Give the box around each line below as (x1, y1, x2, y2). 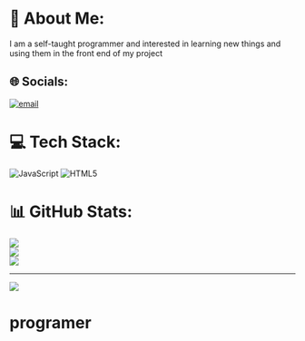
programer (9, 312, 93, 333)
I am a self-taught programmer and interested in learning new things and (9, 38, 281, 49)
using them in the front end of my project (9, 47, 163, 58)
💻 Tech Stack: (9, 132, 122, 152)
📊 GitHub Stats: (9, 201, 133, 221)
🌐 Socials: (9, 74, 69, 90)
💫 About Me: (9, 8, 105, 29)
